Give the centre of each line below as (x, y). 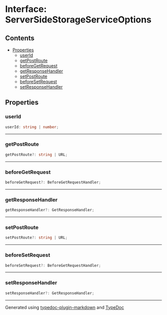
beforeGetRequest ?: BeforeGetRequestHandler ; (53, 182)
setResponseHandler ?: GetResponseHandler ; (50, 293)
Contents (20, 38)
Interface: (26, 9)
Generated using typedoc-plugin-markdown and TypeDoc (65, 307)
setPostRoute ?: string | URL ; (37, 238)
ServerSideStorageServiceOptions (78, 20)
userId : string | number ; (32, 127)
